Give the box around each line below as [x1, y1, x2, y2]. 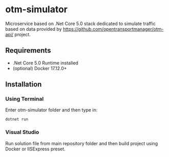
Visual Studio [5, 129, 39, 136]
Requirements [5, 46, 51, 55]
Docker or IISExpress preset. [5, 146, 65, 152]
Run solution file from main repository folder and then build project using [5, 140, 158, 146]
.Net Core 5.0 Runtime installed [12, 60, 79, 66]
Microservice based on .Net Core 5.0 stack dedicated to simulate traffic [5, 20, 156, 27]
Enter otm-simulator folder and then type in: [5, 107, 98, 113]
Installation [5, 80, 42, 89]
